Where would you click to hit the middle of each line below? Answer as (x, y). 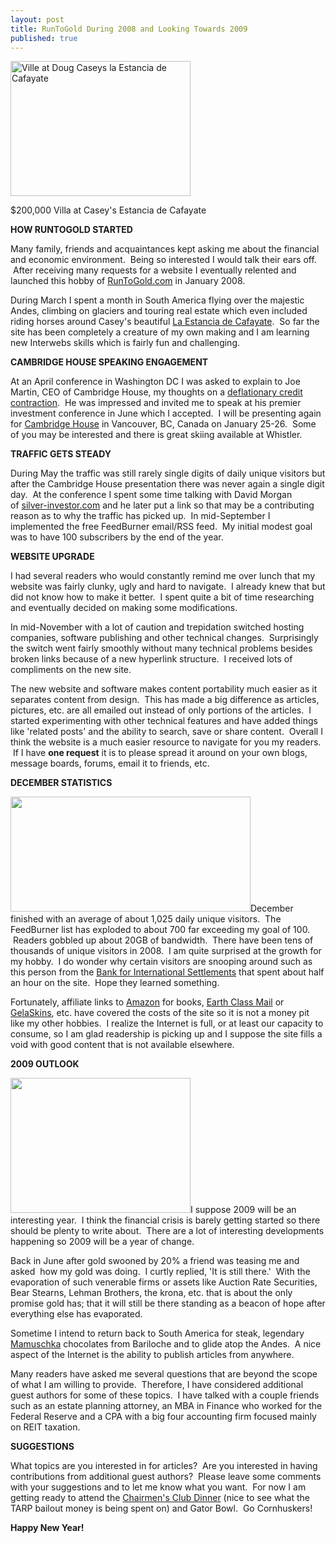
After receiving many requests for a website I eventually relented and (154, 270)
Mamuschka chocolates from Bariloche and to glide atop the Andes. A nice (166, 1344)
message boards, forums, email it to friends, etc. (110, 763)
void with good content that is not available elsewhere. (122, 1045)
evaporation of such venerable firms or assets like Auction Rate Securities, (164, 1282)
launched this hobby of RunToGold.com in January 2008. (128, 281)
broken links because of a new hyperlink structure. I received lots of (151, 659)
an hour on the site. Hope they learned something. (115, 983)
